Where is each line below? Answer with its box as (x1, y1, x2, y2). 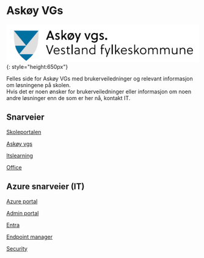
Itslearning (6, 152, 34, 159)
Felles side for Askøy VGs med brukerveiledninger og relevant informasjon (6, 75, 194, 82)
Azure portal (6, 198, 38, 205)
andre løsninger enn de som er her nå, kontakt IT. (6, 95, 131, 102)
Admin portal (6, 209, 39, 217)
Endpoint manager (6, 233, 53, 240)
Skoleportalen (6, 128, 42, 135)
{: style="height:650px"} (6, 63, 68, 71)
